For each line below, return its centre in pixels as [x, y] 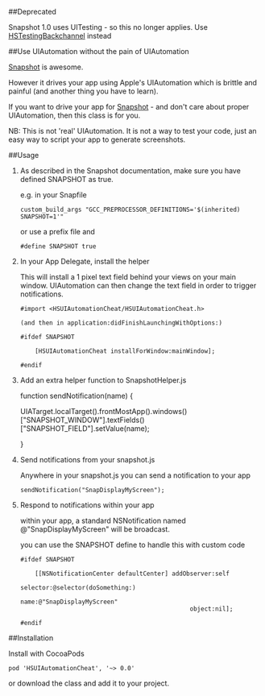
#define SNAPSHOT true [58, 246]
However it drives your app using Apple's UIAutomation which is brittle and [133, 83]
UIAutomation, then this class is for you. [75, 115]
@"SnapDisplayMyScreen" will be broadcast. [95, 529]
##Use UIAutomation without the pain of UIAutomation [99, 51]
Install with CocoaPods [46, 653]
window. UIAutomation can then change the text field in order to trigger [138, 286]
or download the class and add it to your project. [89, 683]
